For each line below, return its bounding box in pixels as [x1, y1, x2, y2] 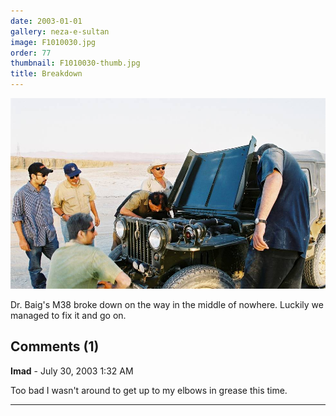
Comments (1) [10, 338, 100, 355]
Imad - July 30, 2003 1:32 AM [10, 365, 134, 377]
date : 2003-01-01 [10, 16, 83, 26]
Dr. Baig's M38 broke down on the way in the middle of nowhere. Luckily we [10, 298, 324, 310]
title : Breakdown [10, 69, 83, 79]
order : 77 [10, 48, 52, 58]
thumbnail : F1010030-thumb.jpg [10, 58, 141, 69]
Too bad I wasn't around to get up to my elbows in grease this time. [10, 384, 288, 396]
